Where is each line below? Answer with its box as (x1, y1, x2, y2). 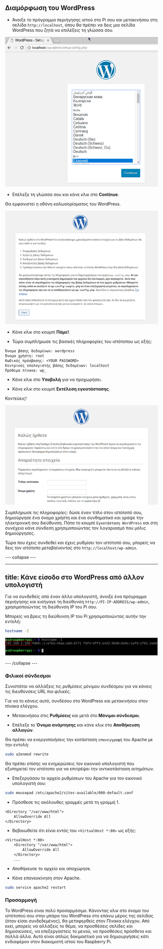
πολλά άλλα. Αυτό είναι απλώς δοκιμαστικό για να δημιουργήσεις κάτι (5, 933, 149, 939)
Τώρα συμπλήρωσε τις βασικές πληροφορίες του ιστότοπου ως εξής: (12, 338, 152, 344)
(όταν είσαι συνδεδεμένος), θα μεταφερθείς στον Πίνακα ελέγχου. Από (5, 918, 150, 924)
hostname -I (5, 629, 29, 633)
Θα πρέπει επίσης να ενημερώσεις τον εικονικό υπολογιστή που (5, 761, 135, 766)
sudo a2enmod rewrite (5, 752, 49, 757)
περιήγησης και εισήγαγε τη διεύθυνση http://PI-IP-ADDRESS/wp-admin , (5, 599, 149, 605)
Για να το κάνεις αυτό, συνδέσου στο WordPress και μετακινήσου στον (5, 698, 148, 704)
